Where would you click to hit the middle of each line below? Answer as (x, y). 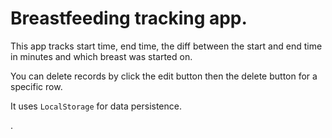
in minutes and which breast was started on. (101, 56)
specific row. (36, 86)
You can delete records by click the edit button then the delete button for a (164, 76)
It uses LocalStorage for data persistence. (96, 106)
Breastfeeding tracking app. (129, 18)
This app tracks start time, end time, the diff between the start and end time (166, 46)
